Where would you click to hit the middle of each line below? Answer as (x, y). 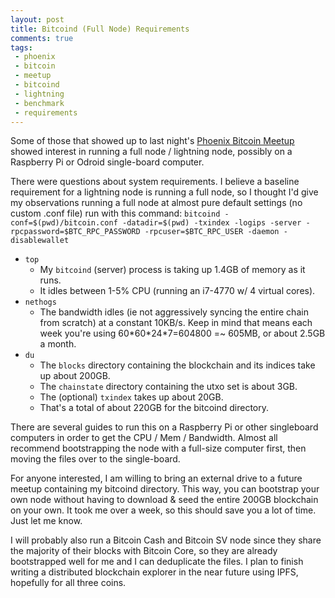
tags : (21, 47)
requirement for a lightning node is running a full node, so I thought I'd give (164, 192)
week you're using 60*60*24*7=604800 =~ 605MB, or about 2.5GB (182, 333)
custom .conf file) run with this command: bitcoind (115, 213)
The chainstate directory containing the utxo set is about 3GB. (168, 387)
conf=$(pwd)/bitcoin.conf (64, 223)
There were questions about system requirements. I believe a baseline (155, 182)
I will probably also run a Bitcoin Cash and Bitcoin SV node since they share (166, 540)
